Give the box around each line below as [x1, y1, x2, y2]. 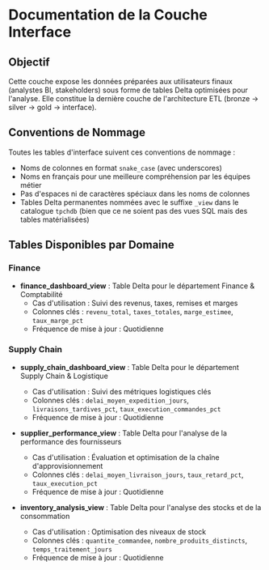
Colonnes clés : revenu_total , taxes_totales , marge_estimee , [32, 306, 233, 317]
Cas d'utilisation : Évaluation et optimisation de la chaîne [32, 452, 220, 462]
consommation [19, 511, 70, 521]
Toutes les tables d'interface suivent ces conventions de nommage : [8, 147, 236, 157]
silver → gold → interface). [8, 103, 97, 112]
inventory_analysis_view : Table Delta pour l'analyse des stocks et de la [19, 502, 262, 512]
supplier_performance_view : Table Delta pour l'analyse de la [19, 427, 228, 438]
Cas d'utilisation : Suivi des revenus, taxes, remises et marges [32, 298, 238, 308]
